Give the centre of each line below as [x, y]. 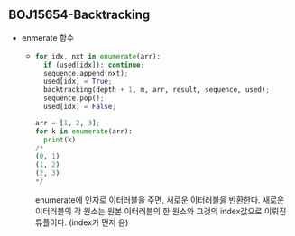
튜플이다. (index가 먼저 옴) [82, 222]
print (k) [60, 140]
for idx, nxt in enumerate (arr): [98, 56]
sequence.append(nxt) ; [86, 73]
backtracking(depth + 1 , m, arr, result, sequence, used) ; [156, 90]
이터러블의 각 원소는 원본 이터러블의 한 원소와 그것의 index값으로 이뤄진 [161, 211]
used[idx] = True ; [78, 82]
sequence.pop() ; [74, 98]
